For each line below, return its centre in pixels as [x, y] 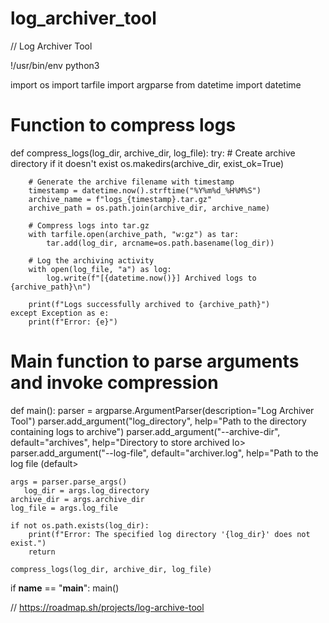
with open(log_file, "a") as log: [100, 269]
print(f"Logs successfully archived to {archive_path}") [149, 304]
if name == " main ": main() [65, 588]
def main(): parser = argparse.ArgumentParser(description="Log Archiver [162, 410]
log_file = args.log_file [64, 508]
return [42, 552]
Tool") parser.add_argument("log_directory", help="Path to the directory [158, 421]
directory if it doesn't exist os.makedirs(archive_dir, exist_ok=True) [147, 163]
